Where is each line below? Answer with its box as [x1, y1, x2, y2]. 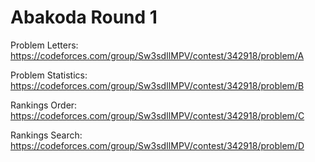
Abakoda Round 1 [10, 6, 158, 29]
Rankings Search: [10, 129, 83, 141]
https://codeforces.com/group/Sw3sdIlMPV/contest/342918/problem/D [10, 139, 305, 151]
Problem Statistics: [10, 69, 88, 81]
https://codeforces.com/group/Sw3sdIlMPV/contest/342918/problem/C [10, 109, 305, 121]
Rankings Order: [10, 99, 78, 111]
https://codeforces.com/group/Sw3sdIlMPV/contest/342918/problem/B [10, 79, 305, 91]
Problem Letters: [10, 39, 79, 51]
